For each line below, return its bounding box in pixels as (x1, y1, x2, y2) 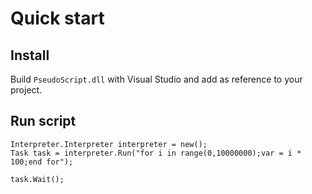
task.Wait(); (10, 174, 65, 184)
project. (10, 84, 43, 96)
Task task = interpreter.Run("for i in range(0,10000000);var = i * (10, 148, 302, 158)
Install (10, 47, 50, 64)
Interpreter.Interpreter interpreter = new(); (10, 139, 208, 149)
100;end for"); (10, 157, 74, 167)
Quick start (10, 7, 105, 30)
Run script (10, 113, 77, 130)
